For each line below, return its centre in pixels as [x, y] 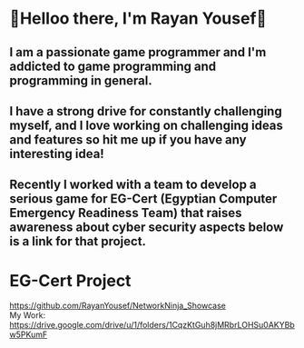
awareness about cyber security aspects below [147, 228]
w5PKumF [29, 334]
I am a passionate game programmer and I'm [138, 52]
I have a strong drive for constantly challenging [146, 111]
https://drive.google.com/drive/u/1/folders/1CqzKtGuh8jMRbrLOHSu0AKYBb [152, 325]
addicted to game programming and [113, 66]
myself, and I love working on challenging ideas [147, 125]
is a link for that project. [78, 241]
